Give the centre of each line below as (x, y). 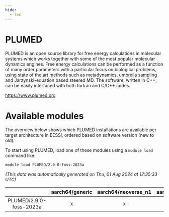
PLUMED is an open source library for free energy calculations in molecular (83, 53)
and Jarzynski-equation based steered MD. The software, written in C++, (81, 80)
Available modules (45, 116)
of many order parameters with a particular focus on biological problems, (81, 70)
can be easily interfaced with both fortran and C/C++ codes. (68, 86)
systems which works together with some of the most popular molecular (80, 59)
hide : (11, 10)
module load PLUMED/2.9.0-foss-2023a (45, 165)
